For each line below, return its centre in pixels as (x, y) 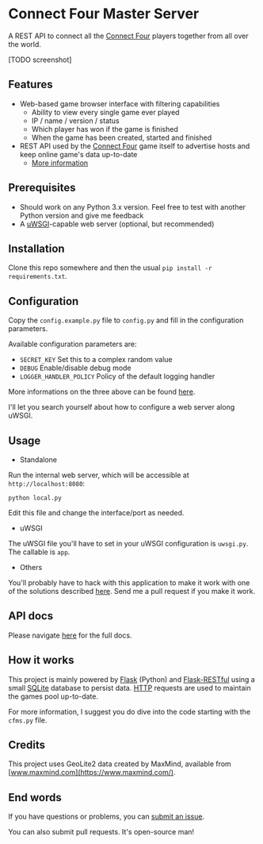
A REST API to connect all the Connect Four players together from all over (128, 36)
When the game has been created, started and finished (122, 137)
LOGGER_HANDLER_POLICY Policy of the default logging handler (117, 376)
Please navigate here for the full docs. (70, 635)
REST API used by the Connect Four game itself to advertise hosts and (135, 146)
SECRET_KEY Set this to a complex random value (96, 360)
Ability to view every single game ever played (105, 112)
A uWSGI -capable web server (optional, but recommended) (117, 224)
